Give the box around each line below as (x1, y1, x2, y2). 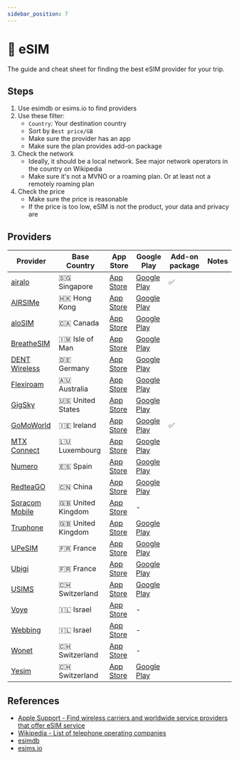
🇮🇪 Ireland (58, 421, 97, 431)
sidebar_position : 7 (7, 10, 69, 18)
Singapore (58, 282, 94, 292)
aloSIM (11, 318, 34, 328)
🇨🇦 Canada (58, 318, 100, 328)
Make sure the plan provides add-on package (28, 142, 162, 150)
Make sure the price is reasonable (28, 195, 128, 204)
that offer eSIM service (17, 721, 85, 730)
